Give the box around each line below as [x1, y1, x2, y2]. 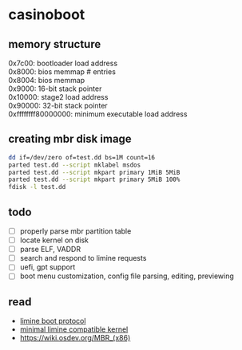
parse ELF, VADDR [19, 245, 81, 254]
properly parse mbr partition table [19, 226, 132, 236]
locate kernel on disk [19, 235, 89, 245]
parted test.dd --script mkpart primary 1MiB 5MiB [8, 168, 181, 176]
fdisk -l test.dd [8, 183, 66, 191]
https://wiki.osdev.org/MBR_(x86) [19, 333, 131, 343]
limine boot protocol [19, 317, 86, 326]
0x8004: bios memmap [8, 76, 85, 85]
